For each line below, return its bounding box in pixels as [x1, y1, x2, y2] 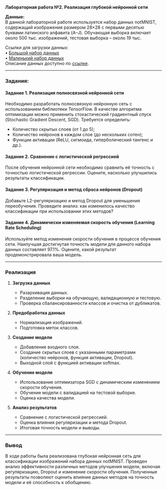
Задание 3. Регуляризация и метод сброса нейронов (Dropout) [5, 186, 143, 192]
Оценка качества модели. [19, 395, 76, 401]
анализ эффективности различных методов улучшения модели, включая [5, 464, 161, 470]
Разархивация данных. [19, 290, 69, 296]
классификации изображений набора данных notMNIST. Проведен [5, 458, 148, 464]
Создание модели [12, 334, 52, 340]
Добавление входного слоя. [19, 344, 80, 350]
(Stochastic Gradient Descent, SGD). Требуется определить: [5, 117, 131, 123]
